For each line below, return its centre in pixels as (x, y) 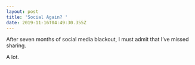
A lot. (13, 57)
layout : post (22, 12)
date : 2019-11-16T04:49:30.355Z (46, 22)
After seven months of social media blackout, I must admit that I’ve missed (97, 40)
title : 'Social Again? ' (37, 17)
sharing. (16, 45)
